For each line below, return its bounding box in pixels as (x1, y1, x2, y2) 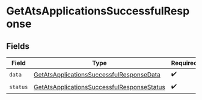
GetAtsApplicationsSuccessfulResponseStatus (34, 83, 165, 91)
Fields (6, 41, 30, 51)
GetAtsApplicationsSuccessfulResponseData (34, 70, 161, 79)
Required (171, 59, 198, 67)
